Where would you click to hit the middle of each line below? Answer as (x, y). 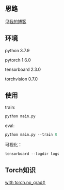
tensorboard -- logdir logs (32, 154)
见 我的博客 (16, 21)
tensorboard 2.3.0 (23, 69)
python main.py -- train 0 (31, 135)
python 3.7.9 (17, 50)
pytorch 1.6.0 (18, 60)
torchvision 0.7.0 (21, 79)
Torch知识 (20, 170)
